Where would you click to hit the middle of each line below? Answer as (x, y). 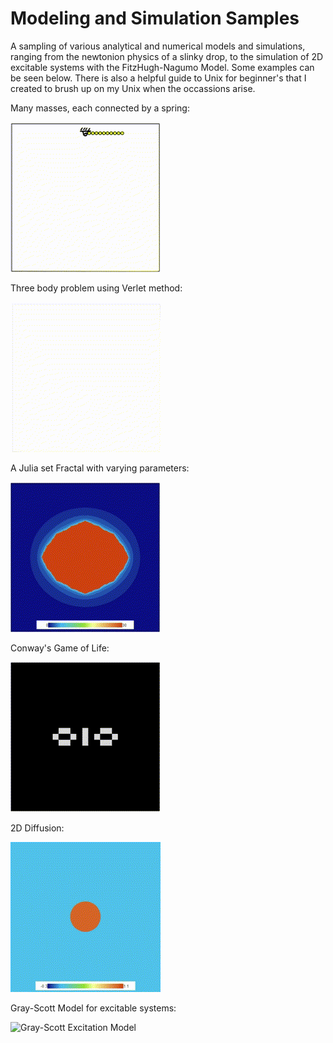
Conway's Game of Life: (60, 648)
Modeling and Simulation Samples (155, 18)
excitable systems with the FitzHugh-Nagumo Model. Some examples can (162, 67)
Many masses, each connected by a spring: (100, 108)
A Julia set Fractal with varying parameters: (100, 468)
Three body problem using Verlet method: (96, 288)
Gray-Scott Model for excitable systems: (93, 1008)
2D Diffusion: (37, 828)
